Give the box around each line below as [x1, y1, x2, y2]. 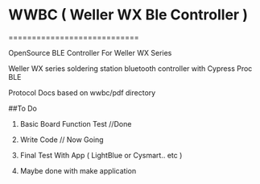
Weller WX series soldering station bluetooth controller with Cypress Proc [8, 63, 253, 73]
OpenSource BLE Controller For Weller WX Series [8, 48, 172, 57]
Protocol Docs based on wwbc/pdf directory [8, 87, 156, 98]
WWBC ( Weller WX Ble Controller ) [8, 6, 248, 24]
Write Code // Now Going [19, 135, 104, 144]
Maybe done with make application [19, 165, 137, 175]
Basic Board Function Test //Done [19, 119, 132, 128]
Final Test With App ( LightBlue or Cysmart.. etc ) [19, 150, 183, 160]
